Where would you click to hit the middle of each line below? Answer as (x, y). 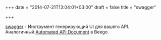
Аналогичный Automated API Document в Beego (57, 32)
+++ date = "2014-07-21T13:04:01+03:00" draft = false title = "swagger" (81, 7)
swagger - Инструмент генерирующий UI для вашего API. (67, 26)
